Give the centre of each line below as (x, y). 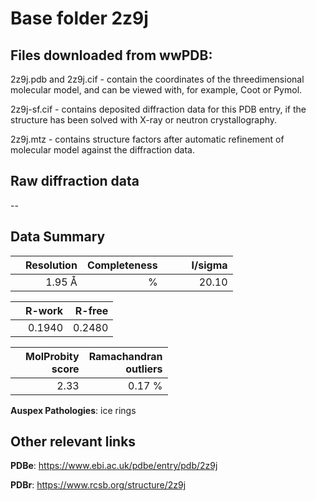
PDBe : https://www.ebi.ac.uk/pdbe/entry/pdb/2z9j (114, 466)
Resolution (51, 265)
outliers (144, 369)
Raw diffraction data (75, 181)
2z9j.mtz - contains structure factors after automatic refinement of (147, 139)
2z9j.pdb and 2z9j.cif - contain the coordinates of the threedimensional (157, 79)
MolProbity (52, 356)
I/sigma (209, 265)
